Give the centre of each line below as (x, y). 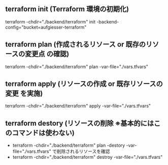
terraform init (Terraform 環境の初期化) (67, 9)
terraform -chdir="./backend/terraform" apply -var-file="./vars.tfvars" (78, 106)
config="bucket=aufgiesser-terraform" (46, 27)
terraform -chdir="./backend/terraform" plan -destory (69, 145)
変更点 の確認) (47, 54)
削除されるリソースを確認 (83, 151)
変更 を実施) (24, 93)
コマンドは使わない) (43, 133)
